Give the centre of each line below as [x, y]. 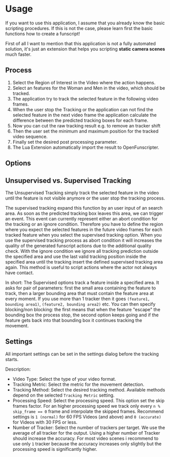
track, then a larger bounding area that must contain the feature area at [79, 293]
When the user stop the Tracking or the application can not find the [83, 109]
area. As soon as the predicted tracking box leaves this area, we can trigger [84, 213]
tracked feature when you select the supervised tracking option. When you [83, 235]
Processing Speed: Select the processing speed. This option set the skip [89, 400]
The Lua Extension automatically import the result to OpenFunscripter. [86, 147]
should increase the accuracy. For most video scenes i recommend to [86, 438]
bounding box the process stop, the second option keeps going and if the [82, 315]
